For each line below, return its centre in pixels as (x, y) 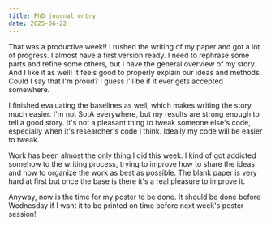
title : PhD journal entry (52, 16)
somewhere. (29, 89)
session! (22, 214)
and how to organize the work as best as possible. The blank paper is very (133, 172)
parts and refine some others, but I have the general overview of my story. (133, 64)
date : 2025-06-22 (38, 23)
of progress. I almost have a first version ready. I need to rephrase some (129, 55)
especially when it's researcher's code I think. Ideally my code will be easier (135, 131)
